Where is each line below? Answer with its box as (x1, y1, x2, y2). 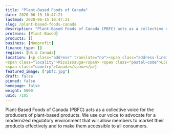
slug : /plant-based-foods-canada (5, 21, 77, 27)
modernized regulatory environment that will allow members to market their (5, 118, 164, 124)
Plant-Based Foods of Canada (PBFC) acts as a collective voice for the (5, 106, 155, 113)
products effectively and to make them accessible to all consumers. (5, 123, 148, 129)
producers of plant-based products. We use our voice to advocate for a (5, 112, 156, 118)
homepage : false (5, 83, 40, 88)
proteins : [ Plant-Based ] (5, 31, 58, 36)
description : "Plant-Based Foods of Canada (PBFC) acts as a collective (5, 26, 164, 32)
